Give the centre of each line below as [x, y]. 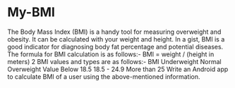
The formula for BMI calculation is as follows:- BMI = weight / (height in [111, 54]
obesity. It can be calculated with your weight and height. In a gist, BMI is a [116, 39]
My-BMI [31, 12]
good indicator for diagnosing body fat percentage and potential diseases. [115, 46]
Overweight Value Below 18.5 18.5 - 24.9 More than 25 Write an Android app [118, 69]
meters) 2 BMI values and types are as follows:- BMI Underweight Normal [114, 61]
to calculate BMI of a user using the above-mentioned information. [104, 76]
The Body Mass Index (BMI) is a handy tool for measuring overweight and [114, 32]
